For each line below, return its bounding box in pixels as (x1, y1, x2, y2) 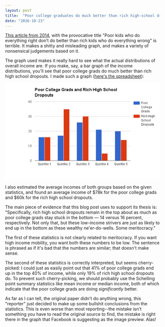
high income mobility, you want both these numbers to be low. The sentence (5, 240, 160, 246)
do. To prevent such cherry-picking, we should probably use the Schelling (5, 276, 155, 281)
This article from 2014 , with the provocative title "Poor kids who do (5, 33, 140, 38)
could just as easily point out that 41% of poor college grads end (23, 265, 154, 271)
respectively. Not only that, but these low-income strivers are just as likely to (5, 220, 160, 226)
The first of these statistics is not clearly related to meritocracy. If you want (5, 234, 157, 240)
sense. (5, 250, 19, 256)
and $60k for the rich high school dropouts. (5, 195, 93, 200)
